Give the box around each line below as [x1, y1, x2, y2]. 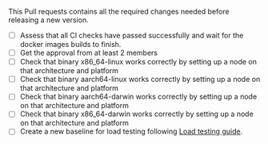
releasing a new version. [8, 15, 90, 25]
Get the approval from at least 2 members [19, 48, 158, 58]
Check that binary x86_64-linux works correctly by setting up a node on [19, 57, 258, 67]
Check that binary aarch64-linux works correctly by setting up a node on [19, 75, 261, 84]
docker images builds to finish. [19, 40, 122, 49]
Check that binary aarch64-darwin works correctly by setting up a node [19, 91, 258, 102]
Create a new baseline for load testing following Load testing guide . [19, 126, 243, 136]
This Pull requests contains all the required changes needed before [8, 7, 230, 16]
